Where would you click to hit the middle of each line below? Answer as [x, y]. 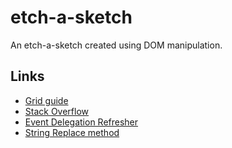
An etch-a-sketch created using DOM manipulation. [116, 45]
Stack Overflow [57, 111]
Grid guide [46, 100]
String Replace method [72, 132]
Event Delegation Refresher [81, 122]
